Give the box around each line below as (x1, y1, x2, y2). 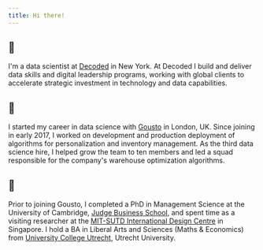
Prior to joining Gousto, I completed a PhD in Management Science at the (8, 200, 246, 209)
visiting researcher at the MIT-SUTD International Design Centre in (8, 216, 224, 226)
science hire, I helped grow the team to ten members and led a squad (8, 147, 234, 157)
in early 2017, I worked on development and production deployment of (8, 131, 235, 140)
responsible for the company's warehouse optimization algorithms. (8, 155, 225, 166)
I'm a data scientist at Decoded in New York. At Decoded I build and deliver (8, 62, 252, 71)
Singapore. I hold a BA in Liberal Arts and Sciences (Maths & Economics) (8, 225, 244, 234)
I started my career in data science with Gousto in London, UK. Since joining (8, 122, 255, 132)
